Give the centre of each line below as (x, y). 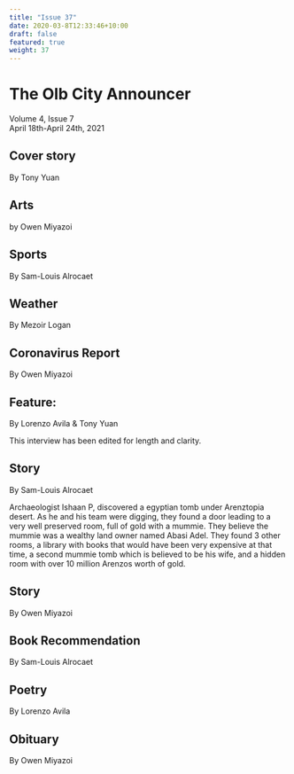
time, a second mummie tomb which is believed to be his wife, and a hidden (147, 554)
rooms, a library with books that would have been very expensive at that (141, 544)
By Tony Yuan (35, 177)
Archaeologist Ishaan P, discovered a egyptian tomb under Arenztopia (137, 507)
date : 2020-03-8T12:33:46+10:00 (69, 26)
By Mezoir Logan (40, 325)
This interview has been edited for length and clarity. (105, 441)
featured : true (37, 42)
